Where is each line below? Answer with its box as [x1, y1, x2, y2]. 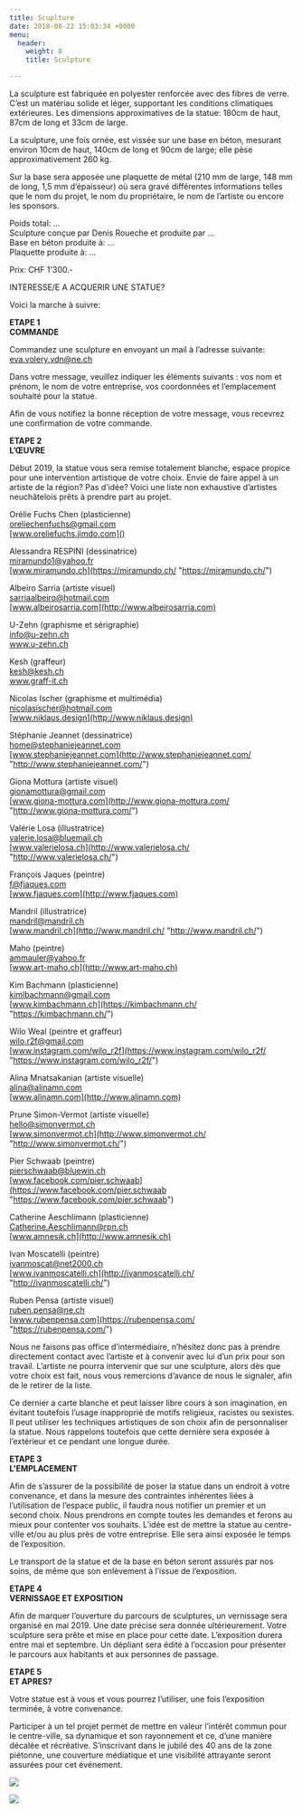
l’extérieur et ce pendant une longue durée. [9, 1436, 170, 1446]
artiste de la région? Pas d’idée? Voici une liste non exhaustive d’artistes [9, 482, 278, 492]
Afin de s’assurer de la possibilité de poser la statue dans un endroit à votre [9, 1480, 290, 1491]
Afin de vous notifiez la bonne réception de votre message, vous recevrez [9, 409, 285, 419]
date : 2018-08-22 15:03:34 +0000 [9, 22, 136, 31]
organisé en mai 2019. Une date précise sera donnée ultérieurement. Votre [9, 1620, 288, 1631]
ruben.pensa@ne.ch [9, 1305, 86, 1315]
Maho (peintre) [9, 943, 65, 953]
